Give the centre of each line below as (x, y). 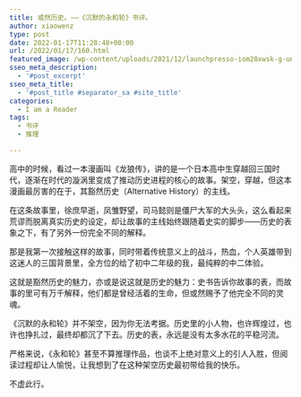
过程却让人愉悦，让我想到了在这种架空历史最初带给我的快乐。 (130, 365)
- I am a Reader (47, 109)
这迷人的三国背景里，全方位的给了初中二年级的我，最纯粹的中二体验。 (139, 263)
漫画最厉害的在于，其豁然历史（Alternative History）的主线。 (122, 191)
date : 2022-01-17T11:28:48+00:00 (72, 43)
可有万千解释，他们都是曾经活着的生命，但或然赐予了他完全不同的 (154, 293)
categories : (31, 101)
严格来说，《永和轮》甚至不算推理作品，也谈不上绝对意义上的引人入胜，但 (145, 353)
